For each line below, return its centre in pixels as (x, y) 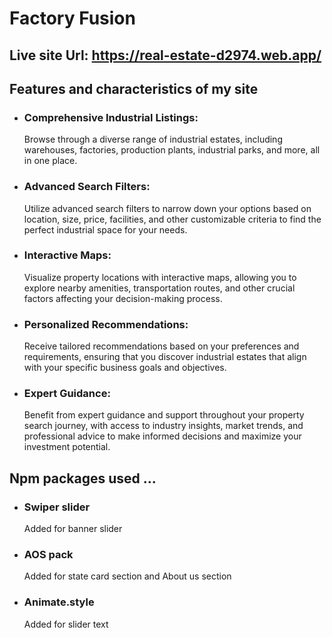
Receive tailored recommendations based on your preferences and (161, 346)
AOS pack (48, 555)
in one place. (50, 161)
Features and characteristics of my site (134, 88)
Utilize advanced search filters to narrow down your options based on (167, 208)
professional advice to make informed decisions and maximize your (162, 436)
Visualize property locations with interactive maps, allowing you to (160, 277)
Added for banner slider (73, 529)
